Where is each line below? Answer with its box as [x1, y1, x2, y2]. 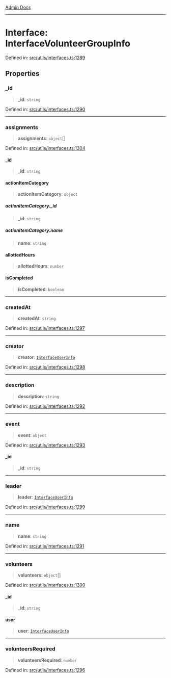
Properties [5, 69, 40, 78]
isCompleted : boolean [17, 286, 65, 292]
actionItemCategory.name [5, 227, 63, 233]
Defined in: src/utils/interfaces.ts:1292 [5, 403, 85, 409]
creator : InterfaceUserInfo [17, 354, 75, 360]
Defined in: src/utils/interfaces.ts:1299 [5, 504, 85, 510]
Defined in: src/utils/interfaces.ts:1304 [5, 145, 85, 151]
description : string [17, 393, 60, 399]
